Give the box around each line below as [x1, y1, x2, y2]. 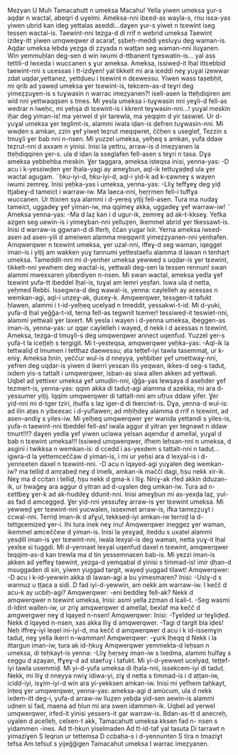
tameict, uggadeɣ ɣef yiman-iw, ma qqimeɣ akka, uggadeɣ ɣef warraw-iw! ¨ [7, 203, 231, 211]
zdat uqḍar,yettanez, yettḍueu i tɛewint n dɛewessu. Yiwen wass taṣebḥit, [7, 74, 224, 83]
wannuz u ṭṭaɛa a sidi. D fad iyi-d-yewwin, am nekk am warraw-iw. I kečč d [7, 581, 227, 589]
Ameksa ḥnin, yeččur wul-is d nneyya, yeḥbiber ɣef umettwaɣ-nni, [23, 354, 218, 362]
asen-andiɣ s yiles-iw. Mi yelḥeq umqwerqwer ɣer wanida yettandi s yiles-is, [7, 414, 232, 423]
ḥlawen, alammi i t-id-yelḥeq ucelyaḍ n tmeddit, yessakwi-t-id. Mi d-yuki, [7, 301, 222, 309]
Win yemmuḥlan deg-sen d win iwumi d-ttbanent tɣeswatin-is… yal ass [7, 51, 216, 60]
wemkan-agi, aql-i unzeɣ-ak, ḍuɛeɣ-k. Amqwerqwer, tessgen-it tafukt [7, 293, 212, 302]
